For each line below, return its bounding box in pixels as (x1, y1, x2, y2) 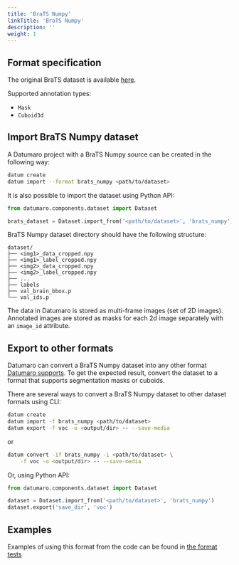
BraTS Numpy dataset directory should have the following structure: (7, 231, 206, 239)
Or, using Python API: (7, 470, 70, 479)
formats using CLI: (7, 398, 62, 406)
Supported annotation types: (7, 90, 92, 98)
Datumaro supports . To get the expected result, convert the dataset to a (7, 369, 218, 377)
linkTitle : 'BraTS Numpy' (7, 17, 84, 24)
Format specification (7, 56, 102, 68)
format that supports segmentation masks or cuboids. (7, 376, 165, 385)
